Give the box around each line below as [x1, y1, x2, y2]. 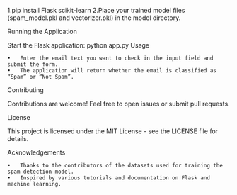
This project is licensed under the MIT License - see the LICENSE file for [7, 127, 218, 135]
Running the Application [7, 28, 78, 35]
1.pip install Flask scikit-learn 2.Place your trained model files [7, 6, 185, 14]
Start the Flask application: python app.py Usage [7, 41, 150, 49]
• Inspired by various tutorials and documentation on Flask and [7, 174, 211, 182]
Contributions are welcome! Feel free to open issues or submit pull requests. [7, 99, 230, 108]
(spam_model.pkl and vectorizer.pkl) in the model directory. [7, 13, 181, 22]
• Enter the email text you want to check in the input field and [7, 55, 214, 62]
